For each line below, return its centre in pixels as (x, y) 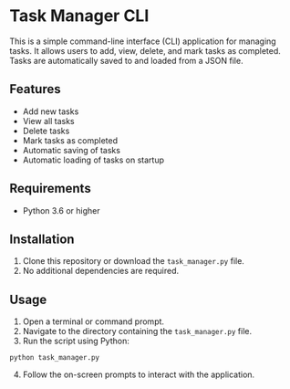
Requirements (50, 189)
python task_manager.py (55, 358)
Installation (42, 239)
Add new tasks (51, 111)
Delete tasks (46, 131)
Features (35, 89)
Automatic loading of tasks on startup (93, 160)
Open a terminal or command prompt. (93, 321)
